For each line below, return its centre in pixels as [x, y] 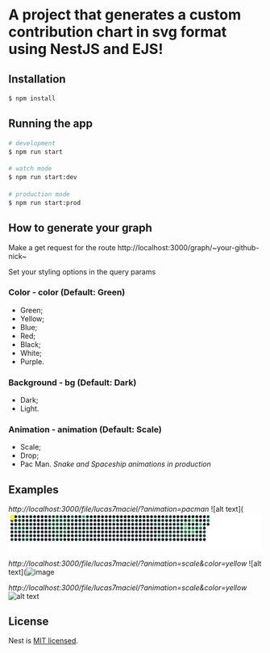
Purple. [32, 362]
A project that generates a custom [125, 15]
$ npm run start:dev [43, 178]
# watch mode [30, 169]
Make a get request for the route [62, 247]
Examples [33, 490]
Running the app [50, 124]
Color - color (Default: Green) [67, 292]
